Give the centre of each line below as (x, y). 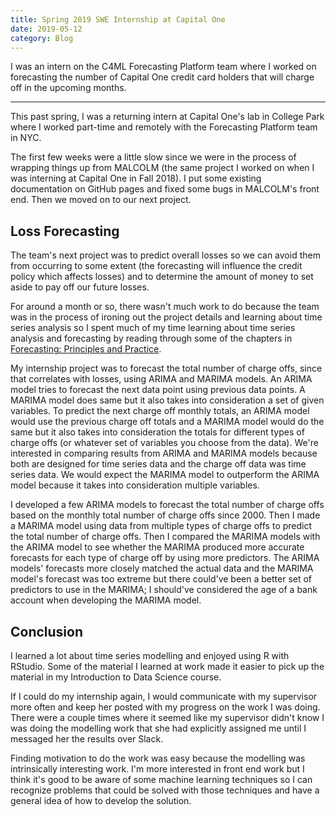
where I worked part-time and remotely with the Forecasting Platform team (164, 127)
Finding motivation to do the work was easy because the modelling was (158, 758)
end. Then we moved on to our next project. (101, 200)
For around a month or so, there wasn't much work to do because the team (165, 307)
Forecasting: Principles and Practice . (86, 349)
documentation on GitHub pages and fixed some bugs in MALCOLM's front (165, 189)
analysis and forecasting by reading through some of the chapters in (151, 338)
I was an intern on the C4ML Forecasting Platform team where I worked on (163, 67)
